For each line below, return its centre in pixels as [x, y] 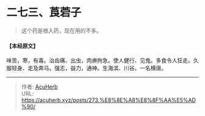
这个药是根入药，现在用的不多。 [61, 31]
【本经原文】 [22, 46]
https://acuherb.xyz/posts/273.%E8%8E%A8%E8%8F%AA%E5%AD [109, 100]
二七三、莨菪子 [44, 13]
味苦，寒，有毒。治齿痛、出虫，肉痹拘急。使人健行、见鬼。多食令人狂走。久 [103, 60]
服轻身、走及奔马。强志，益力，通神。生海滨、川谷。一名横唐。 [86, 68]
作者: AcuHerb [39, 87]
